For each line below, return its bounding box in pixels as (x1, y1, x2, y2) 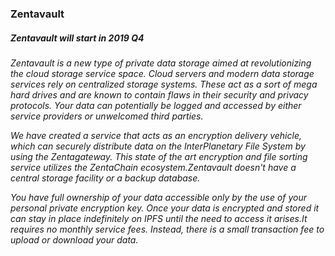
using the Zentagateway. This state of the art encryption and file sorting (10, 150, 308, 162)
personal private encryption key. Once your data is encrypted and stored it (10, 202, 320, 214)
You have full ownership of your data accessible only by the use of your (10, 191, 308, 203)
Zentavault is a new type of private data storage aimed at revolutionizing (10, 57, 312, 69)
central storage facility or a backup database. (10, 172, 201, 184)
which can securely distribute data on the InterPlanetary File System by (10, 140, 306, 152)
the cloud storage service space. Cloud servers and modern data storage (10, 67, 315, 79)
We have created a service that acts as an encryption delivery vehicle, (10, 129, 302, 141)
